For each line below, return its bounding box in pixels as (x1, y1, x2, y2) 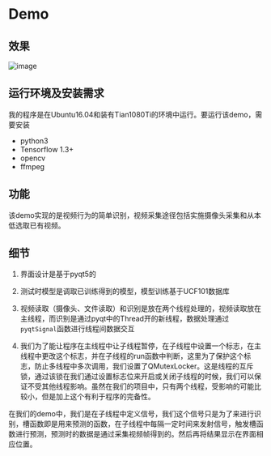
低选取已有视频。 (8, 220, 66, 230)
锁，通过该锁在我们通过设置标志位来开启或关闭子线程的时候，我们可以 (19, 372, 255, 381)
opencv (19, 153, 46, 163)
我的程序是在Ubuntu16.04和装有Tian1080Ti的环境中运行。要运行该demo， (8, 109, 256, 119)
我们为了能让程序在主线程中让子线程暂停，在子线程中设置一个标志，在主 (19, 341, 261, 351)
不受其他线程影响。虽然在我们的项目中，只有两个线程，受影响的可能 (27, 381, 255, 391)
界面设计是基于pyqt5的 (19, 269, 97, 279)
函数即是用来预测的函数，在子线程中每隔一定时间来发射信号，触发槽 (29, 419, 256, 429)
